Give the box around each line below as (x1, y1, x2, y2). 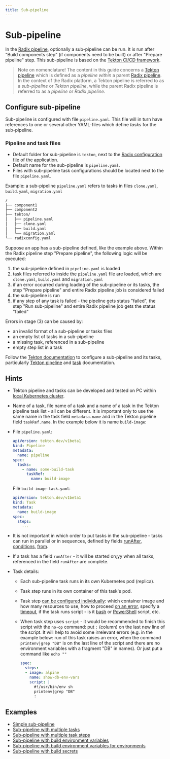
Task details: (12, 568, 40, 574)
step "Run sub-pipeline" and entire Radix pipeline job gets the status (12, 303, 156, 309)
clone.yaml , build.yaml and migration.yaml (12, 276, 103, 282)
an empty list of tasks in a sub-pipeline (12, 333, 94, 340)
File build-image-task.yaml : (12, 485, 71, 492)
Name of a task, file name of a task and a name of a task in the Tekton (12, 403, 159, 409)
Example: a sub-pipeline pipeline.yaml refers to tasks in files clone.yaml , (5, 183, 158, 189)
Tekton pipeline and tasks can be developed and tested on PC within (12, 387, 156, 393)
